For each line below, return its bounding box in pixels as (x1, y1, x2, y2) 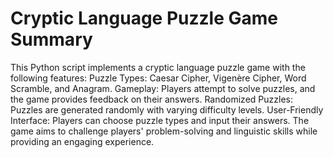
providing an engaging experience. (10, 135, 155, 147)
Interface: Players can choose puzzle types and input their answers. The (10, 114, 310, 126)
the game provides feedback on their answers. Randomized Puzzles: (10, 93, 293, 105)
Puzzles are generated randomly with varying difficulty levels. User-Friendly (10, 103, 324, 116)
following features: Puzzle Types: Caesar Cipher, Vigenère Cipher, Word (10, 72, 307, 84)
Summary (10, 28, 93, 51)
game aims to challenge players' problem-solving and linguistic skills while (10, 125, 318, 137)
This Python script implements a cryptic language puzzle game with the (10, 61, 306, 73)
